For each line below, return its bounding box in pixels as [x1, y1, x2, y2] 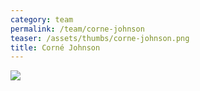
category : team [10, 14, 74, 25]
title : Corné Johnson [10, 42, 101, 53]
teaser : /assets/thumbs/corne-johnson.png [10, 33, 190, 43]
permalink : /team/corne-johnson [10, 24, 145, 34]
